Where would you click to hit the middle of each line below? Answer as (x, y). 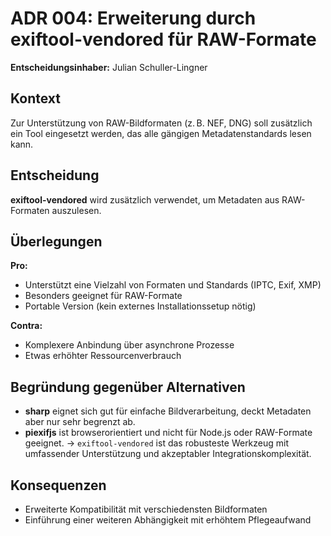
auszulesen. (76, 210)
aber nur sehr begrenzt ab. (80, 422)
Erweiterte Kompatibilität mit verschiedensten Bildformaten (146, 509)
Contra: (26, 326)
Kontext (35, 98)
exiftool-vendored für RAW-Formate (163, 39)
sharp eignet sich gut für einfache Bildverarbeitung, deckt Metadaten (168, 411)
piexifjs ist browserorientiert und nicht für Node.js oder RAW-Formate (168, 433)
